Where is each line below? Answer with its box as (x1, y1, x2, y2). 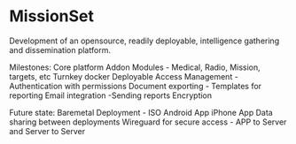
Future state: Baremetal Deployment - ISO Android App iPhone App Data (9, 107, 273, 117)
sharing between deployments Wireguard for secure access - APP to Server (9, 117, 287, 127)
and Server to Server (9, 125, 86, 136)
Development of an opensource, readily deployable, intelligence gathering (9, 35, 280, 46)
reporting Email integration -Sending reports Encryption (9, 90, 213, 101)
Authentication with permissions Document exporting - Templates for (9, 80, 262, 91)
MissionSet (9, 6, 95, 27)
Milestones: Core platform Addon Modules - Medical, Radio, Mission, (9, 62, 261, 72)
